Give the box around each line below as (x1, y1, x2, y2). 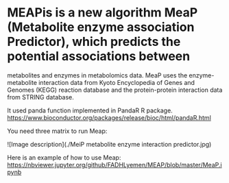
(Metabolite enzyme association (7, 19, 195, 35)
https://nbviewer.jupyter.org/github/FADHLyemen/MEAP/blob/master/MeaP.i (7, 160, 222, 169)
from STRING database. (7, 93, 74, 101)
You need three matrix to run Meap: (7, 127, 108, 135)
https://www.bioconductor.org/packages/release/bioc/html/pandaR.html (7, 113, 211, 121)
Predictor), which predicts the (7, 34, 181, 49)
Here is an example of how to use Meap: (7, 153, 121, 162)
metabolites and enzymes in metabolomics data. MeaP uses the (7, 71, 188, 80)
